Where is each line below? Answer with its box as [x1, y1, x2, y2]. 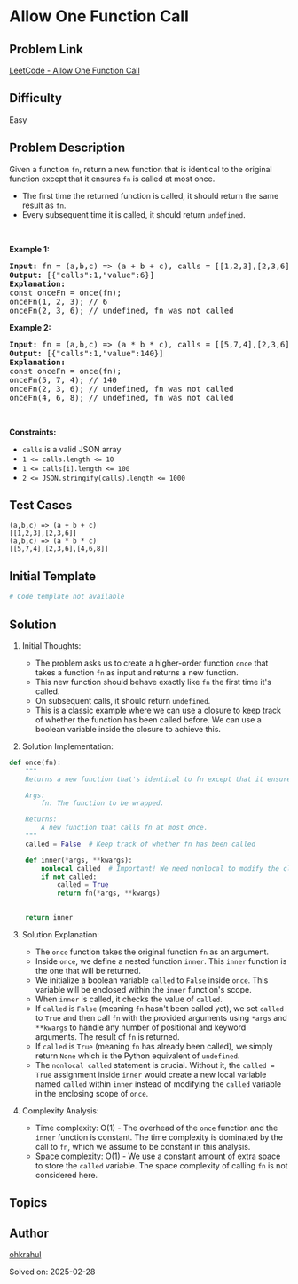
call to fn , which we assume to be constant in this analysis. [35, 1141, 251, 1152]
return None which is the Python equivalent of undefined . [35, 1050, 240, 1061]
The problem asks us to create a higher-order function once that [35, 658, 269, 668]
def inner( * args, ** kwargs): [25, 856, 133, 865]
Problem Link [9, 42, 83, 57]
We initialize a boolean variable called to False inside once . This [35, 975, 269, 985]
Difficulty [9, 91, 62, 106]
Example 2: [9, 322, 51, 332]
